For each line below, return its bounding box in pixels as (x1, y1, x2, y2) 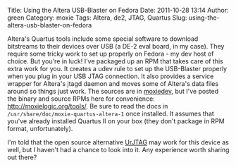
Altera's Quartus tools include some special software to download (7, 35, 199, 43)
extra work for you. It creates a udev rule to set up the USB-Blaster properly (7, 65, 228, 73)
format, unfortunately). (7, 125, 73, 132)
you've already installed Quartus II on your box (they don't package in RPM (7, 117, 225, 125)
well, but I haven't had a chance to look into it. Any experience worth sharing (7, 146, 230, 154)
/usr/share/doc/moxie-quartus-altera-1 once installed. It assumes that (7, 109, 215, 118)
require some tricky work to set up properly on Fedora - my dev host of (7, 49, 214, 58)
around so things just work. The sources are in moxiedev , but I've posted (7, 87, 219, 95)
